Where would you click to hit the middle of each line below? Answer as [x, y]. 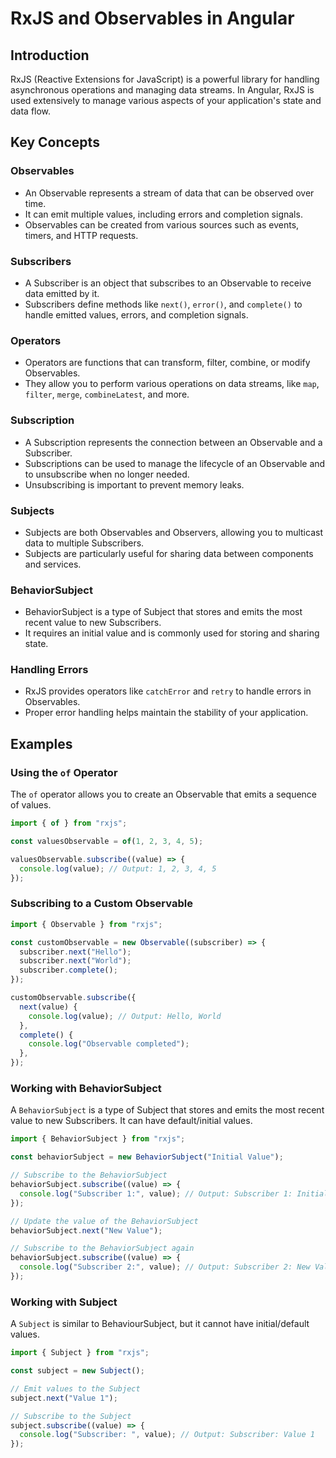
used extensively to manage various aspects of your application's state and [166, 100]
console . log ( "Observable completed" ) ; [109, 1044]
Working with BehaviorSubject [86, 1088]
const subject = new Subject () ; [77, 1371]
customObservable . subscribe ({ [73, 998]
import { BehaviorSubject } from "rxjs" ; [98, 1139]
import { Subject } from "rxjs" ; [80, 1353]
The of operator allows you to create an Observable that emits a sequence [164, 794]
